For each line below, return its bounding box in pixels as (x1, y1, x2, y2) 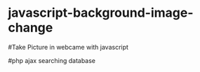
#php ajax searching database (8, 56, 96, 64)
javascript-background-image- (8, 5, 194, 21)
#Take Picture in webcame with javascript (8, 43, 129, 51)
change (8, 20, 53, 36)
